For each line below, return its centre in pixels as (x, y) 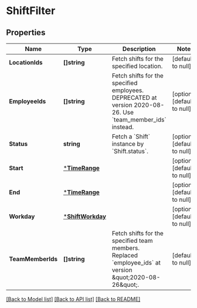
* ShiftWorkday (85, 216)
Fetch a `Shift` (131, 136)
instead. (123, 127)
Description (139, 49)
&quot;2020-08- (136, 277)
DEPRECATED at (134, 98)
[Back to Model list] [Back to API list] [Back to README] (73, 299)
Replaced (125, 255)
